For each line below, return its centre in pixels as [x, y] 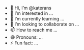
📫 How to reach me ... [34, 30]
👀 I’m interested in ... [32, 13]
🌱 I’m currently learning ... [37, 19]
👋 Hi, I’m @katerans [31, 8]
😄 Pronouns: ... [26, 37]
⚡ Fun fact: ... [24, 43]
